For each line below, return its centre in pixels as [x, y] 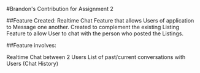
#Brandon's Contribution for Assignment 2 [60, 9]
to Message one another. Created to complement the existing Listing [93, 27]
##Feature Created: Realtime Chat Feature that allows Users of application [100, 20]
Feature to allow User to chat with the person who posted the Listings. [95, 33]
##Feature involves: [31, 45]
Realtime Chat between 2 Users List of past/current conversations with [96, 57]
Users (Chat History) [33, 64]
